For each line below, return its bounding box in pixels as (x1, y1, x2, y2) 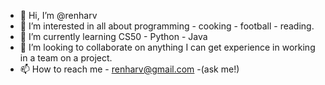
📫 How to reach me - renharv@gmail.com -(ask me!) (19, 63, 240, 75)
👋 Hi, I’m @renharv (19, 10, 98, 21)
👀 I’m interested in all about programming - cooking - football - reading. (19, 20, 315, 32)
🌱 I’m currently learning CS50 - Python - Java (19, 31, 208, 42)
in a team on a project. (19, 52, 113, 64)
